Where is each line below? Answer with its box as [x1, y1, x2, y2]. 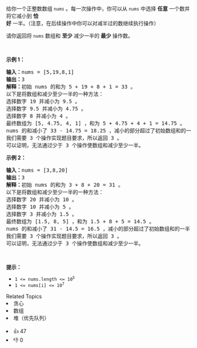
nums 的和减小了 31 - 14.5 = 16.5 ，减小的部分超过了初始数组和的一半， [6, 226, 195, 232]
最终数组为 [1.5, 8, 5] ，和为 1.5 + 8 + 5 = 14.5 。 [6, 219, 155, 224]
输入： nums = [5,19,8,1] [6, 69, 74, 75]
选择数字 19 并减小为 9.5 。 [6, 98, 80, 104]
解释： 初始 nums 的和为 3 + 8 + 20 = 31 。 [6, 182, 124, 188]
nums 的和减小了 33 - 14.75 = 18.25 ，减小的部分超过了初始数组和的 [6, 128, 186, 134]
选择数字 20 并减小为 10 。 [6, 196, 77, 203]
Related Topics [6, 293, 42, 300]
